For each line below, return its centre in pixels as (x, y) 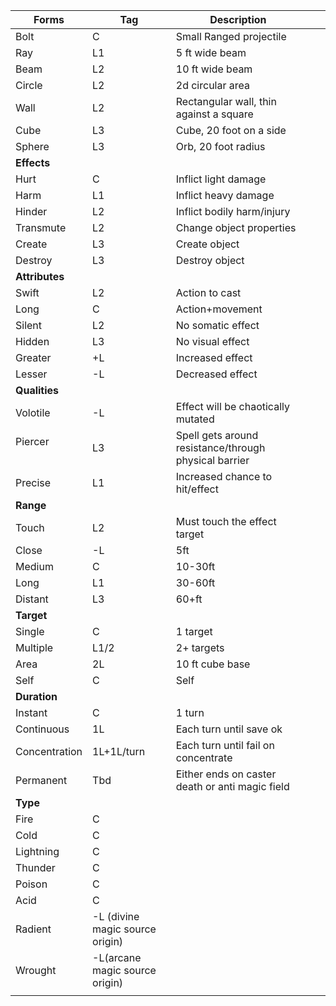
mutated (195, 419)
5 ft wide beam (211, 52)
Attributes (40, 276)
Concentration (49, 751)
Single (30, 631)
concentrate (204, 757)
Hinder (31, 211)
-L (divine (116, 916)
